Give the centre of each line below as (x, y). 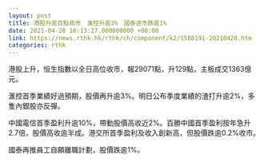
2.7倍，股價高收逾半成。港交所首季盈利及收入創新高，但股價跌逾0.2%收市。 (134, 133)
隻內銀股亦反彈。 (36, 106)
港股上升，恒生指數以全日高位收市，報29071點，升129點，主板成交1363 (126, 69)
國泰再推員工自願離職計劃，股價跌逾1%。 (76, 150)
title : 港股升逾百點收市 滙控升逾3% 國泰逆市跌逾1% (88, 23)
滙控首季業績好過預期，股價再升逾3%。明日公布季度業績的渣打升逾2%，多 (132, 96)
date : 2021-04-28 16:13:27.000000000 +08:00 (84, 30)
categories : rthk (37, 45)
